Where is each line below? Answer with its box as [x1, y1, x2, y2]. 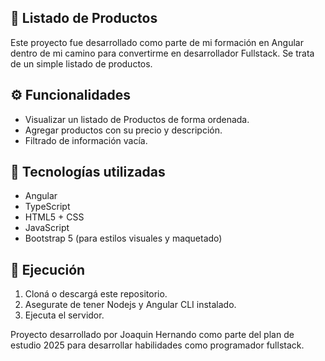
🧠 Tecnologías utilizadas [10, 164, 166, 181]
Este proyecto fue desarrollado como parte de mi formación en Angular [10, 36, 304, 48]
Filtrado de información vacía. [24, 134, 148, 146]
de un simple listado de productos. [10, 57, 153, 70]
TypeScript [24, 201, 71, 213]
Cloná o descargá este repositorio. [24, 288, 168, 300]
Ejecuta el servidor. [24, 309, 105, 321]
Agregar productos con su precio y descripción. [24, 124, 223, 136]
